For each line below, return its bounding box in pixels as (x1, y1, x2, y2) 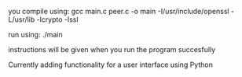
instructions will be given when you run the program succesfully (8, 45, 216, 54)
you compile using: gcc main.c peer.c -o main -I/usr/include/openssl (8, 7, 229, 16)
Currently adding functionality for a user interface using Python (8, 60, 214, 69)
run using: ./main (8, 30, 63, 39)
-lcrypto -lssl (36, 15, 79, 24)
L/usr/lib (8, 15, 35, 24)
